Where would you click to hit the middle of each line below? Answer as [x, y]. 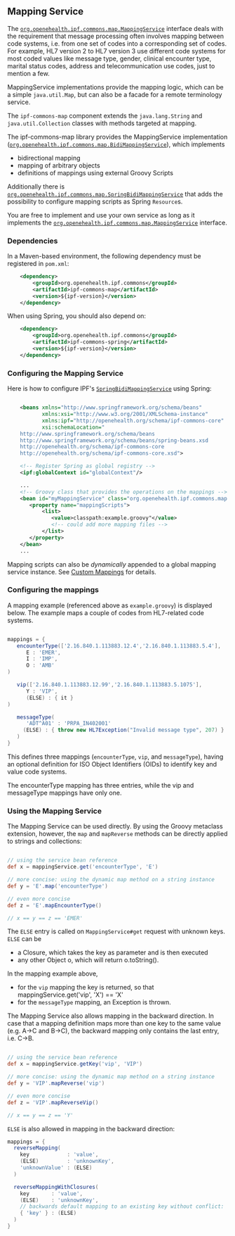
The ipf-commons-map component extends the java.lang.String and [105, 115]
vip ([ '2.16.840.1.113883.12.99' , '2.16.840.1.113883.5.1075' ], [109, 685]
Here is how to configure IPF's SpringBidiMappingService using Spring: [109, 389]
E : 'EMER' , [43, 652]
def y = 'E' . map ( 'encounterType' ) [58, 886]
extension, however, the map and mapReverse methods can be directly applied [117, 834]
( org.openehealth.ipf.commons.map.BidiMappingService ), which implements [116, 144]
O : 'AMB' [40, 666]
